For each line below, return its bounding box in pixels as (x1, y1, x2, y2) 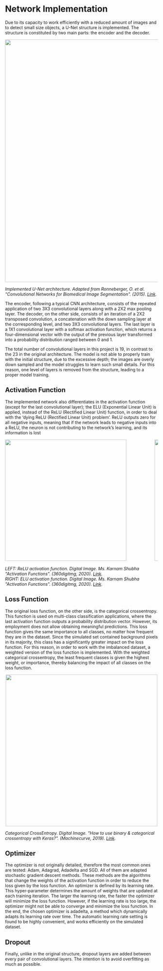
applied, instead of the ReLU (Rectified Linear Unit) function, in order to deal (5, 409, 157, 415)
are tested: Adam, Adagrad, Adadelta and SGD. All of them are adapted (5, 867, 147, 873)
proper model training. (5, 372, 50, 378)
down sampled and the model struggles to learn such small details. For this (5, 362, 155, 367)
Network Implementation (5, 3, 108, 15)
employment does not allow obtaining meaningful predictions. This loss (5, 624, 147, 629)
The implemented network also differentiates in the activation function (5, 399, 146, 405)
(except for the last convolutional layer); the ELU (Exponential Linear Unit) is (5, 404, 157, 410)
